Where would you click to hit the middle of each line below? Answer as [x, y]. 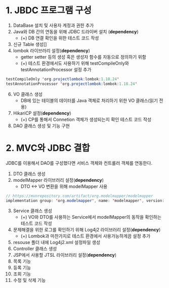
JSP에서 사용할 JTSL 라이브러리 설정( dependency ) [65, 255]
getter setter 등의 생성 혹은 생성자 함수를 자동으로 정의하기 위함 [83, 57]
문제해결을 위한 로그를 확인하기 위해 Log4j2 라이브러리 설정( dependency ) [87, 230]
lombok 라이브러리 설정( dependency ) [52, 51]
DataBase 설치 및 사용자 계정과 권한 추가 [53, 25]
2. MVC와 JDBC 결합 [48, 148]
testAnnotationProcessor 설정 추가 [56, 69]
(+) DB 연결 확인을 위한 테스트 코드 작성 [60, 38]
